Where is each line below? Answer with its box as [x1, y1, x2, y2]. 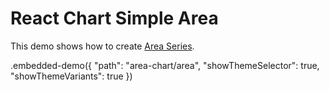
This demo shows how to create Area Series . [10, 40, 195, 52]
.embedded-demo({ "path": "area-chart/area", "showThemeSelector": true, [10, 59, 320, 71]
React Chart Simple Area [10, 7, 219, 30]
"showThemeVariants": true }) [10, 70, 133, 82]
